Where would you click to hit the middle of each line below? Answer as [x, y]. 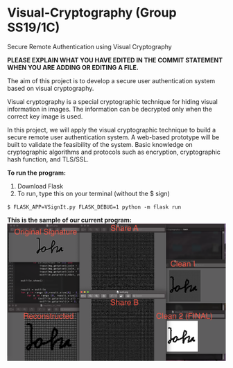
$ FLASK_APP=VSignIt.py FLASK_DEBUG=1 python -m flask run [94, 207]
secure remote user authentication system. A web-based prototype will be [113, 137]
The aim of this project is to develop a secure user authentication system [111, 80]
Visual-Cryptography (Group [92, 13]
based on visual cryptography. [51, 88]
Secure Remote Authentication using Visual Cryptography [89, 46]
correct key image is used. [45, 116]
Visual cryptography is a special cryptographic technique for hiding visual [113, 101]
